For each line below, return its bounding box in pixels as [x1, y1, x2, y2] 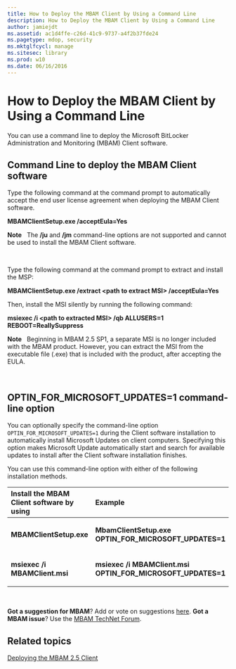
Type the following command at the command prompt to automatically [7, 189, 211, 197]
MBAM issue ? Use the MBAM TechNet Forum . [7, 615, 142, 623]
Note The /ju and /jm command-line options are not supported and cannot [7, 231, 227, 239]
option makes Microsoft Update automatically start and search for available [7, 444, 225, 452]
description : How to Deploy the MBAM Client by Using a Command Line [7, 17, 216, 24]
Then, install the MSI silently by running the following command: [7, 300, 193, 309]
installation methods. [7, 472, 68, 480]
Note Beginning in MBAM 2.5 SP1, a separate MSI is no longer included [7, 335, 216, 343]
